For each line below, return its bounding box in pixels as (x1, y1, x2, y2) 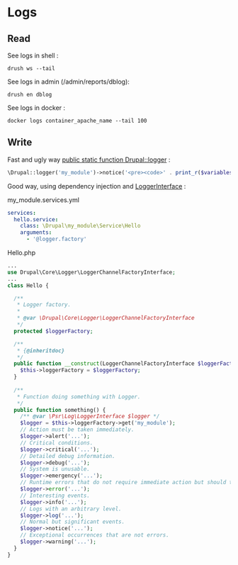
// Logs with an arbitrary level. (20, 505, 122, 513)
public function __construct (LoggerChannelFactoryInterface (13, 360, 195, 367)
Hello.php (7, 249, 36, 257)
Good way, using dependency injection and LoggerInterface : (7, 181, 186, 190)
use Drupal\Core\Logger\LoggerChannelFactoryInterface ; (7, 269, 176, 276)
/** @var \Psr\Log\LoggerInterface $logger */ (20, 413, 160, 420)
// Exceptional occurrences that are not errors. (20, 532, 170, 539)
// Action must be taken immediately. (20, 426, 135, 433)
